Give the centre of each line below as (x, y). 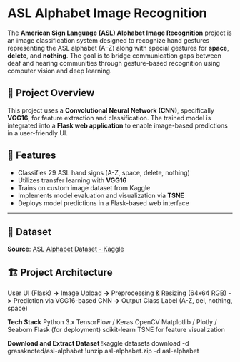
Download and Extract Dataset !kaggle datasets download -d (98, 343)
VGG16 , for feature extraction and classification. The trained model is (109, 118)
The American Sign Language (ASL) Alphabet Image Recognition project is (120, 33)
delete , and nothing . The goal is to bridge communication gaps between (114, 56)
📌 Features (32, 156)
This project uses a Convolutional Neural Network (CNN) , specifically (111, 110)
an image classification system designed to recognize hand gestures (109, 40)
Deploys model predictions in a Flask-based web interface (103, 203)
